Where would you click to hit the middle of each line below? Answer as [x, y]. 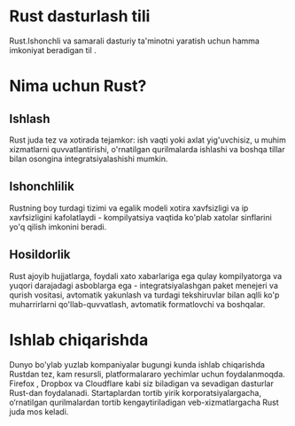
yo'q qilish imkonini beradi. [58, 227]
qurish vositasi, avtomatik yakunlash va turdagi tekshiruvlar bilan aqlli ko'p [144, 295]
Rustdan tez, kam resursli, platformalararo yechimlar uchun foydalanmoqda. [147, 374]
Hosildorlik [40, 255]
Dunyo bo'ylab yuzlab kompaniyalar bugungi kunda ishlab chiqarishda [137, 364]
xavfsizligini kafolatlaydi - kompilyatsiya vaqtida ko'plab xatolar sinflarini [140, 217]
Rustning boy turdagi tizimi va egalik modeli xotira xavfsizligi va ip [129, 208]
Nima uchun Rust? [78, 86]
